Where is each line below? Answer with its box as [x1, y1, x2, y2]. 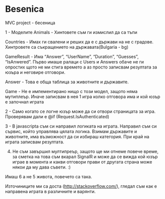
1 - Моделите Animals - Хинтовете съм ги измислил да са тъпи [5, 29, 137, 35]
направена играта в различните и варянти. [5, 188, 96, 194]
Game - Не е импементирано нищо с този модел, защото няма [5, 88, 138, 94]
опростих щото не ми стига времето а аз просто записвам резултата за [5, 64, 157, 70]
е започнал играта [5, 99, 44, 104]
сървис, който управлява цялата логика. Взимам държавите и [5, 128, 137, 134]
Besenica [5, 3, 44, 15]
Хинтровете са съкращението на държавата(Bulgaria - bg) [5, 44, 128, 50]
